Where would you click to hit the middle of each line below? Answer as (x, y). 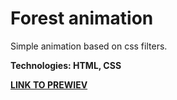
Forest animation (82, 18)
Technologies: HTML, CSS (66, 65)
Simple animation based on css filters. (89, 46)
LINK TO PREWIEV (49, 84)
